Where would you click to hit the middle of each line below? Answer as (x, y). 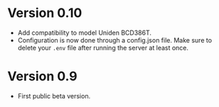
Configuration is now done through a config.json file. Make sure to (114, 40)
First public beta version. (54, 96)
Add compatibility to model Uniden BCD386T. (84, 33)
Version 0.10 (45, 13)
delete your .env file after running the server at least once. (103, 47)
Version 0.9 (43, 77)
